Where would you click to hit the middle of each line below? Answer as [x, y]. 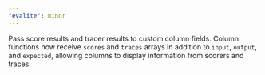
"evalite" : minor [37, 16]
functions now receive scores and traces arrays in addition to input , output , [132, 47]
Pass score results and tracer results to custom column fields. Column [124, 38]
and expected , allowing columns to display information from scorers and [126, 55]
